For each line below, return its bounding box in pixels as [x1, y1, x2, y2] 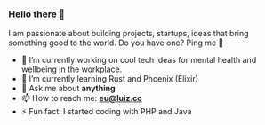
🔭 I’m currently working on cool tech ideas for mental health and [20, 55, 257, 66]
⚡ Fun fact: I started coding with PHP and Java [20, 106, 192, 117]
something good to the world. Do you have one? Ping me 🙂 [8, 37, 224, 48]
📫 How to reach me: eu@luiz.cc [20, 93, 143, 104]
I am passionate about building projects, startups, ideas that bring [8, 28, 250, 39]
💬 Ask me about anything [20, 83, 116, 94]
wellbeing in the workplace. [20, 64, 123, 74]
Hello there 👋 [8, 8, 66, 20]
